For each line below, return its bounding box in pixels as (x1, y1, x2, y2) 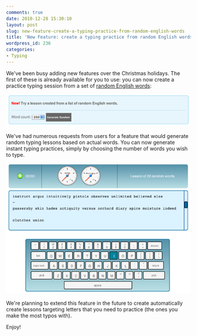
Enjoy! (6, 324, 22, 331)
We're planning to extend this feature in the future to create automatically (6, 300, 183, 307)
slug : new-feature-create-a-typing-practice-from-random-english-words (6, 28, 185, 34)
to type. (6, 152, 25, 159)
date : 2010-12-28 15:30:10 (6, 15, 72, 22)
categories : (6, 47, 35, 53)
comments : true (6, 9, 43, 15)
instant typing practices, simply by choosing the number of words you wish (6, 145, 188, 152)
